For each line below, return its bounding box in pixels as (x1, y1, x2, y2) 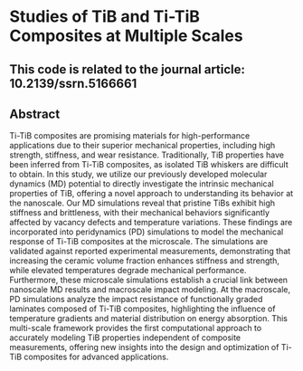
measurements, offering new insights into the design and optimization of (9, 342, 279, 353)
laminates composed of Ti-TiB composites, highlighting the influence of (9, 303, 276, 314)
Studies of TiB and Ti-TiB (9, 6, 201, 27)
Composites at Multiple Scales (9, 25, 243, 46)
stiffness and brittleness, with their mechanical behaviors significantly (9, 207, 270, 218)
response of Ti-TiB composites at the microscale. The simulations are (9, 236, 269, 247)
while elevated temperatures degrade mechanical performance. (9, 265, 247, 276)
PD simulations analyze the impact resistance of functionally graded (9, 294, 263, 305)
